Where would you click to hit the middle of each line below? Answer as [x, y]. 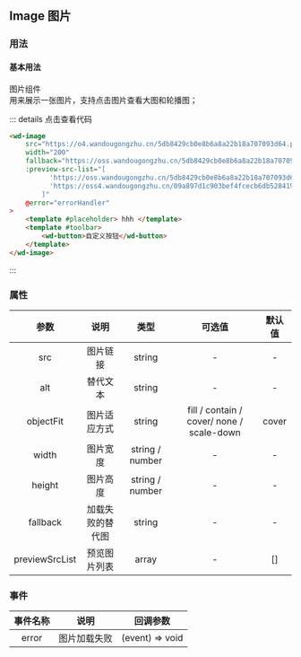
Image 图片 [40, 16]
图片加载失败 [86, 638]
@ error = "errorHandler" [68, 203]
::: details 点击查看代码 [51, 118]
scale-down [215, 432]
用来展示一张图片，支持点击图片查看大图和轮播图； [103, 100]
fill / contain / [215, 409]
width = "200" [47, 153]
